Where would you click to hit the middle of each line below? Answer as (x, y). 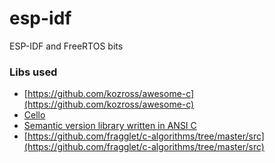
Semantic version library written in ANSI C (110, 126)
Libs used (33, 72)
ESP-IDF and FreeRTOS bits (66, 46)
